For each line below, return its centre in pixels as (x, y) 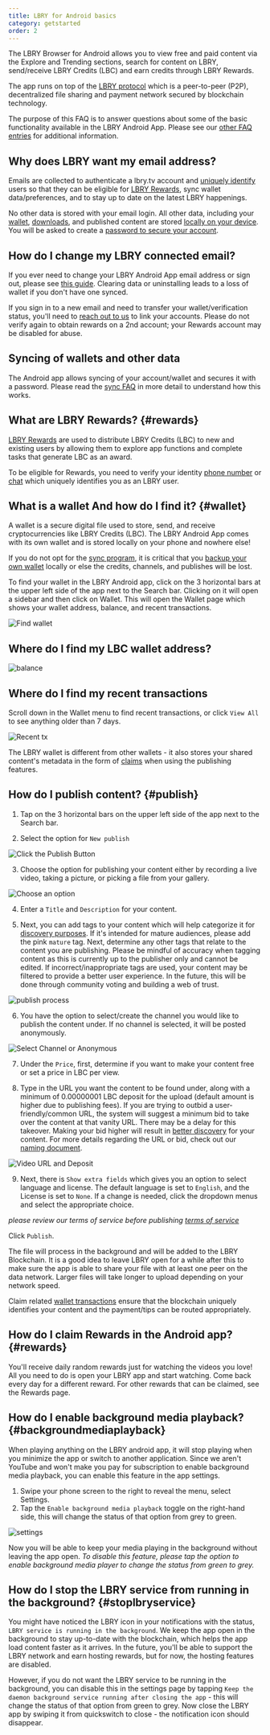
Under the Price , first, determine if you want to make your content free (137, 1064)
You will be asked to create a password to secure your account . (114, 231)
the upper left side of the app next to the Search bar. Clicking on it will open (133, 591)
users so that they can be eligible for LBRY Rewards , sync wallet (115, 189)
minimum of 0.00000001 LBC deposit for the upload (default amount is (137, 1096)
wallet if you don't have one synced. (68, 292)
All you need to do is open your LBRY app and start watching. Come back (130, 1375)
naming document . (51, 1147)
